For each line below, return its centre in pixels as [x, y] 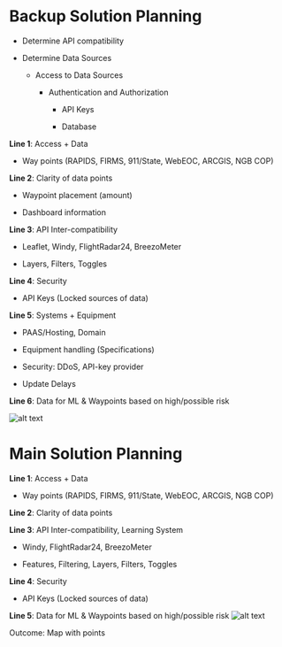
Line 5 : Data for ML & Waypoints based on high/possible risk [119, 615]
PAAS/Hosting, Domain [64, 332]
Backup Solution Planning [106, 16]
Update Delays [49, 383]
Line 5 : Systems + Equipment [63, 315]
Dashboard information [64, 212]
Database [79, 127]
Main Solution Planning [96, 454]
